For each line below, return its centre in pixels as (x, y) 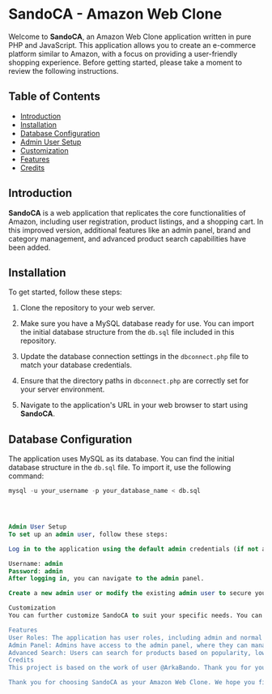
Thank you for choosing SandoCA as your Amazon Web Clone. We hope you (132, 683)
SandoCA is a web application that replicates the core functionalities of (127, 212)
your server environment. (62, 389)
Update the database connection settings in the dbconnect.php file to (134, 357)
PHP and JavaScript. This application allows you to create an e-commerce (132, 45)
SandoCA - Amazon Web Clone (115, 14)
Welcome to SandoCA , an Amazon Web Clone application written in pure (130, 36)
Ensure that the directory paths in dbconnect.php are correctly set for (134, 381)
